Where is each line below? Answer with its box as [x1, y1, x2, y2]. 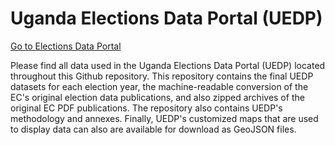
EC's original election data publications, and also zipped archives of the [10, 91, 305, 103]
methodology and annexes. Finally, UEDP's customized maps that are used [10, 112, 319, 124]
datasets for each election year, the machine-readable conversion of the [10, 80, 309, 92]
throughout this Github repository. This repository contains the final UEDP [10, 70, 314, 82]
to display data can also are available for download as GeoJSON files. [10, 123, 297, 135]
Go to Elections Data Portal [10, 40, 122, 52]
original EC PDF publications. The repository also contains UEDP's [10, 102, 283, 114]
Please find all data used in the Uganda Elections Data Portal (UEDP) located [10, 59, 326, 71]
